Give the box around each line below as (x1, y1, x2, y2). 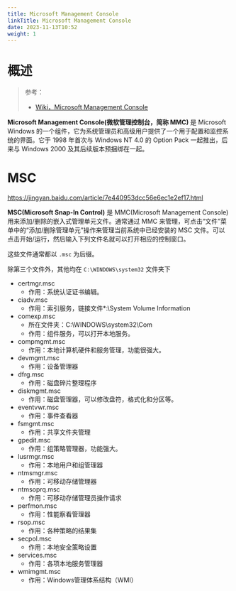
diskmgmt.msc (17, 386, 62, 395)
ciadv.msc (17, 295, 48, 304)
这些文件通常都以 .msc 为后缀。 (7, 250, 99, 259)
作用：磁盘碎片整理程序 (28, 379, 97, 387)
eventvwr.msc (17, 403, 59, 412)
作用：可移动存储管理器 (28, 477, 97, 486)
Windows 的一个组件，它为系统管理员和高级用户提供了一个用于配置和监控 (7, 127, 223, 136)
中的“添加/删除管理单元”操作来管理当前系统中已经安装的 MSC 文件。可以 (13, 226, 225, 234)
